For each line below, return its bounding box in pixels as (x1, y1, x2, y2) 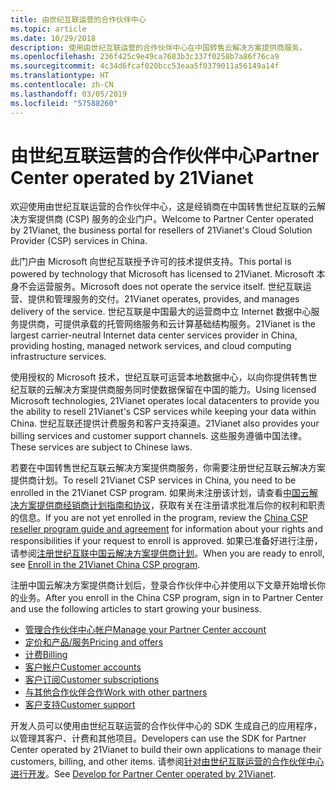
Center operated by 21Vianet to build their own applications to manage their (10, 744, 322, 756)
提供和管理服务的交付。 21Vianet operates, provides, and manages (27, 293, 300, 305)
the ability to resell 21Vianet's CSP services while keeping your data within (10, 406, 317, 418)
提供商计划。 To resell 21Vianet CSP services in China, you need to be (10, 474, 297, 486)
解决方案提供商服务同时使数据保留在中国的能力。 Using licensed (53, 384, 317, 396)
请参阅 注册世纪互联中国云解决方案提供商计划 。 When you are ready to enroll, (10, 547, 325, 560)
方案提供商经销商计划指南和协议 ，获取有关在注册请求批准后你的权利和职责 (18, 499, 326, 511)
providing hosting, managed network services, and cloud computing (10, 340, 292, 352)
